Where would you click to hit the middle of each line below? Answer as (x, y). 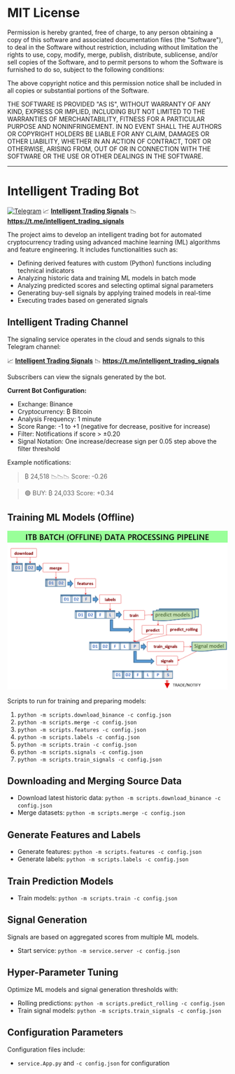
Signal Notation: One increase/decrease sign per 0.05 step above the (117, 441)
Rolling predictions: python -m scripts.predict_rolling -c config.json (121, 1003)
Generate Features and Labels (74, 835)
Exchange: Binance (45, 404)
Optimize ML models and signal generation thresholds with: (93, 989)
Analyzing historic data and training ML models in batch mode (107, 277)
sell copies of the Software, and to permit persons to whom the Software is (115, 62)
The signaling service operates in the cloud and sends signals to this (106, 339)
